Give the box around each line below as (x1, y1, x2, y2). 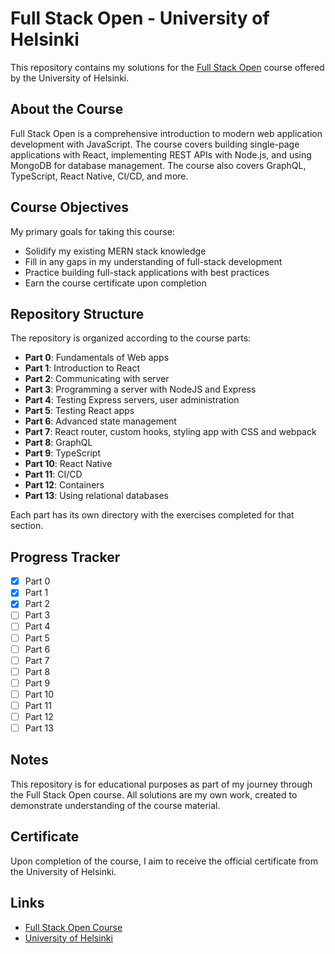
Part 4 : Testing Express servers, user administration (24, 394, 240, 406)
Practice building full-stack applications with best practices (24, 266, 270, 278)
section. (10, 520, 44, 532)
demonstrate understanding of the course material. (10, 799, 221, 811)
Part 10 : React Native (24, 458, 113, 470)
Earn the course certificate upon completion (24, 277, 207, 289)
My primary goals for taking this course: (10, 225, 175, 237)
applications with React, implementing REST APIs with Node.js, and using (10, 148, 312, 161)
